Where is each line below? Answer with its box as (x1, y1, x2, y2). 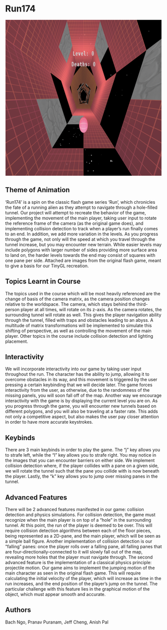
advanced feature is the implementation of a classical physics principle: (5, 560, 152, 565)
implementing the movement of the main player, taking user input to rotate (5, 215, 157, 221)
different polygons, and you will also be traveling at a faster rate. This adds (5, 408, 158, 415)
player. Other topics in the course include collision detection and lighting (5, 333, 153, 339)
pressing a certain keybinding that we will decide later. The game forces (5, 382, 153, 388)
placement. (5, 338, 28, 344)
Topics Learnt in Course (5, 277, 81, 286)
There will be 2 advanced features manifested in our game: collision (5, 507, 144, 512)
